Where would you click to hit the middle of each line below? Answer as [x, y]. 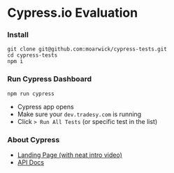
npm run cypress [31, 94]
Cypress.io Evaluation [73, 13]
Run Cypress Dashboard [50, 79]
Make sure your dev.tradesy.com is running [79, 114]
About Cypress [34, 139]
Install [18, 35]
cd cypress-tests [32, 55]
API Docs [30, 162]
